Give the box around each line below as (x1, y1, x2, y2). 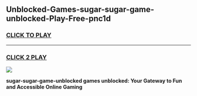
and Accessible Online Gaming (6, 83, 83, 90)
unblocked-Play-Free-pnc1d (6, 14, 111, 24)
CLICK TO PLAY (6, 31, 52, 40)
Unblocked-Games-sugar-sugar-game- (6, 5, 154, 15)
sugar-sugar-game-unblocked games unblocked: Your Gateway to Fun (6, 77, 182, 84)
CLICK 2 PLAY (6, 53, 47, 61)
